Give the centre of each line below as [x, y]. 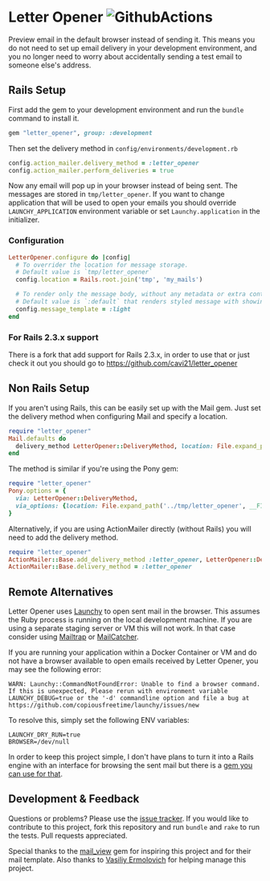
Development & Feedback [74, 799]
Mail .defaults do [37, 438]
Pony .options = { [37, 491]
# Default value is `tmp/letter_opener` [84, 272]
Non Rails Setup [49, 388]
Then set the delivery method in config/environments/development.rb [123, 148]
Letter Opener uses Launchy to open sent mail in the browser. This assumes [134, 611]
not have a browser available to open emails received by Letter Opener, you [133, 661]
